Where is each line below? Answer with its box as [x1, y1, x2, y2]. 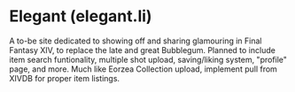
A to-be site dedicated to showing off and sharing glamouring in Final [9, 35, 262, 46]
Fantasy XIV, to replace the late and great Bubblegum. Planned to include [9, 44, 276, 55]
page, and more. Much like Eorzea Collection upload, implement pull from [9, 64, 277, 74]
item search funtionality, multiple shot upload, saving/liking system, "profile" [9, 54, 288, 65]
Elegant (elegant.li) [9, 6, 152, 27]
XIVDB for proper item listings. [9, 73, 120, 83]
